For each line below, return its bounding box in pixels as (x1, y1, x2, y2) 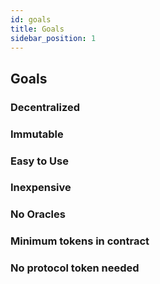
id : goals (10, 14, 52, 25)
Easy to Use (10, 154, 69, 168)
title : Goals (10, 24, 65, 34)
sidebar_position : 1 (10, 33, 97, 43)
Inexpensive (10, 181, 72, 195)
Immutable (10, 127, 64, 141)
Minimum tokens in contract (10, 234, 150, 248)
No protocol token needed (10, 261, 140, 275)
